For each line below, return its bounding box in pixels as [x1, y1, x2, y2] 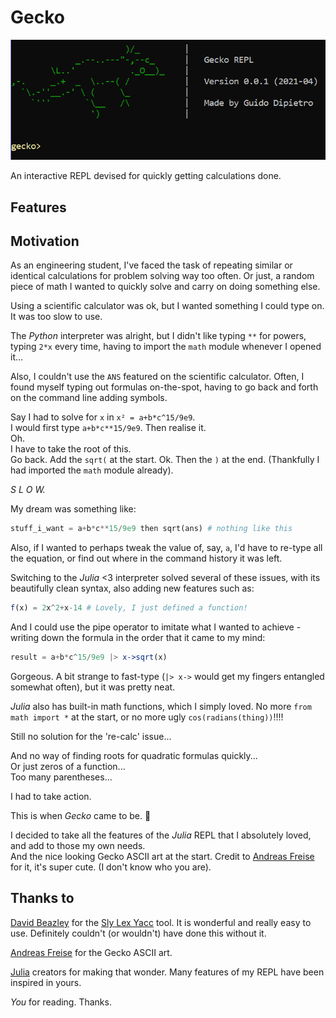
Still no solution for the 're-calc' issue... [10, 731, 172, 742]
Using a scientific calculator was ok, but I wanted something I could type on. [10, 300, 325, 312]
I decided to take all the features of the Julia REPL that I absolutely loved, [10, 829, 312, 841]
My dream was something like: [10, 503, 137, 515]
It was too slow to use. [10, 311, 103, 323]
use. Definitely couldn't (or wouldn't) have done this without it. [10, 927, 267, 939]
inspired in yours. [10, 976, 82, 988]
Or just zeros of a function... [10, 761, 126, 772]
